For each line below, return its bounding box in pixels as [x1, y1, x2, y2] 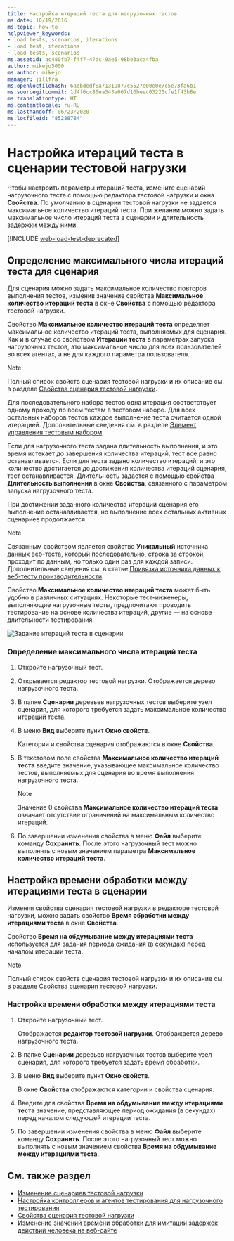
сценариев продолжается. [7, 515, 87, 524]
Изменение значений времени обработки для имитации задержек [17, 1219, 219, 1227]
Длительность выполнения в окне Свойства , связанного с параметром [7, 479, 228, 488]
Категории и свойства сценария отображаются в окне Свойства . [17, 739, 215, 748]
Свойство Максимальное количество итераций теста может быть [7, 586, 211, 594]
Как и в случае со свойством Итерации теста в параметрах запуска [7, 335, 214, 344]
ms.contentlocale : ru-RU [7, 102, 80, 109]
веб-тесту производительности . [7, 572, 104, 580]
